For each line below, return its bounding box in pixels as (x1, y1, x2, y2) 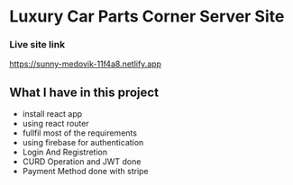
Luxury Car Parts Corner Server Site (9, 6, 285, 27)
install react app (22, 109, 83, 119)
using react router (22, 119, 89, 129)
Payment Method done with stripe (22, 166, 149, 177)
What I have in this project (9, 84, 160, 100)
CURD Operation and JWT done (22, 156, 142, 167)
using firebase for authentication (22, 137, 144, 148)
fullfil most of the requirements (22, 128, 138, 138)
